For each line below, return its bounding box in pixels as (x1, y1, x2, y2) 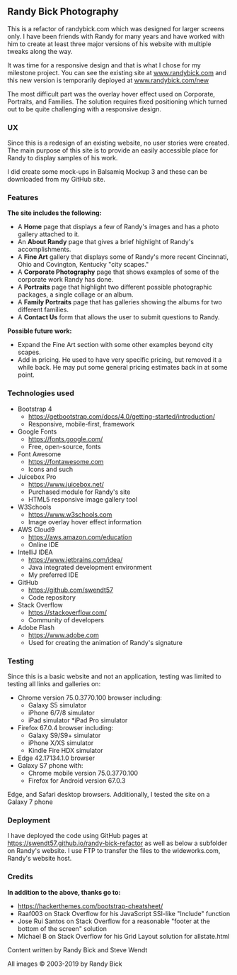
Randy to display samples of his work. (7, 154, 118, 162)
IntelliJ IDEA (17, 548, 53, 556)
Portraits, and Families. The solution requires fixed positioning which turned (7, 97, 228, 106)
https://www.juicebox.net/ (28, 480, 105, 488)
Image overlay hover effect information (28, 517, 142, 526)
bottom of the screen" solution (17, 924, 108, 932)
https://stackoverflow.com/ (28, 608, 108, 617)
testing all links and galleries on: (7, 680, 101, 688)
